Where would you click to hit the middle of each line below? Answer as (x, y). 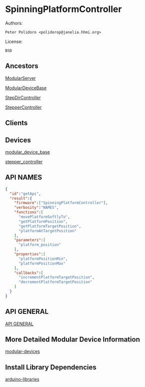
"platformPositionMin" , (43, 259)
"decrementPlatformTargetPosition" (55, 282)
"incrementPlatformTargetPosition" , (56, 277)
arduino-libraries (22, 379)
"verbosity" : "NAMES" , (36, 208)
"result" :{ (21, 198)
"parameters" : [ (30, 240)
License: (14, 42)
